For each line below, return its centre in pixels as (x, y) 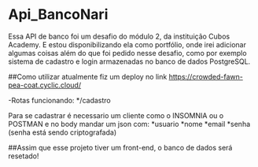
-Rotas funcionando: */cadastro (60, 100)
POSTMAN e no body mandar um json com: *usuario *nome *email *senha (129, 124)
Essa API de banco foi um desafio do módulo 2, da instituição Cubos (119, 36)
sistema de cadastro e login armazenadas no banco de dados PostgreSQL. (129, 61)
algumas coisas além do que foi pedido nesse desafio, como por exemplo (127, 53)
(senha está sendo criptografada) (63, 132)
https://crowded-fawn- (206, 76)
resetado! (24, 156)
